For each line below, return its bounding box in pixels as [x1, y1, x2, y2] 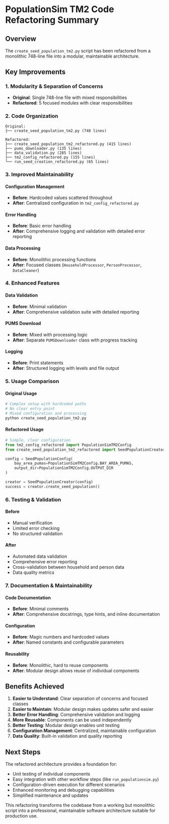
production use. [5, 813, 38, 819]
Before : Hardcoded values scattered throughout [12, 195, 113, 201]
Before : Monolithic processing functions [12, 256, 97, 262]
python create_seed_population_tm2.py [5, 415, 87, 420]
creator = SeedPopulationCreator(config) [5, 479, 94, 484]
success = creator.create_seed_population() [5, 484, 100, 489]
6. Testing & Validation [5, 496, 61, 503]
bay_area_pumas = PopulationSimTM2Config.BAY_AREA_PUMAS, [14, 461, 134, 466]
